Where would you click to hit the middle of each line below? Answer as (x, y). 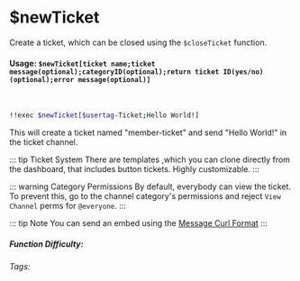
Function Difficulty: (46, 244)
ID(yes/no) (243, 72)
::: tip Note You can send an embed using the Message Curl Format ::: (138, 223)
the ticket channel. (44, 142)
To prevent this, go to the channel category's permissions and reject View (145, 196)
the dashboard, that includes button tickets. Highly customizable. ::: (134, 169)
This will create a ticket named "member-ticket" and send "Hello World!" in (148, 132)
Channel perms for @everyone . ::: (68, 206)
